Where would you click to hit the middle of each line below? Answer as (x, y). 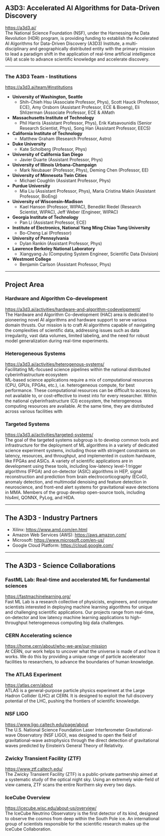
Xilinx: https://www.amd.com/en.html (50, 530)
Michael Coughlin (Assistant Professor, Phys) (65, 181)
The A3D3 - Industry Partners (52, 518)
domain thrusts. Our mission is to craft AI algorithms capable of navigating (80, 325)
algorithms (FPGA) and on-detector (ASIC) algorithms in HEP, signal (74, 471)
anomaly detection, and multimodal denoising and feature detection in (76, 482)
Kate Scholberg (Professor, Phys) (53, 149)
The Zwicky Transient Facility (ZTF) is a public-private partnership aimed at (82, 774)
